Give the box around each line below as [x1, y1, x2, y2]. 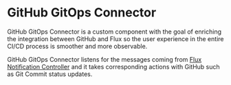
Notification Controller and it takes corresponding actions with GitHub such [7, 62, 220, 71]
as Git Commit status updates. [7, 70, 93, 78]
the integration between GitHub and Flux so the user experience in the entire [7, 34, 224, 42]
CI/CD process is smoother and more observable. [7, 42, 148, 50]
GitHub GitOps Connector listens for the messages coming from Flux [7, 55, 202, 63]
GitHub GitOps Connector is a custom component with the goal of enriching [7, 27, 222, 36]
